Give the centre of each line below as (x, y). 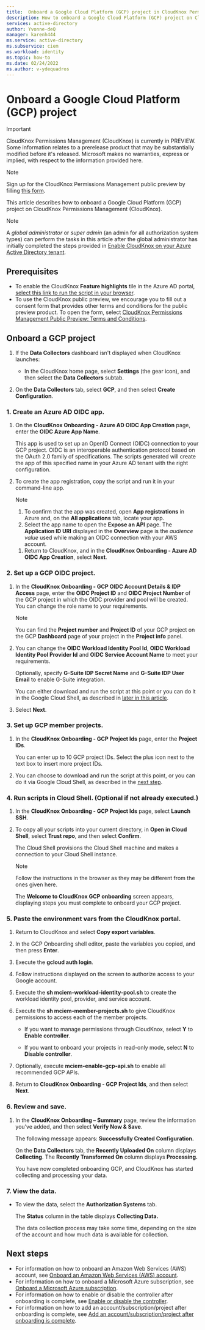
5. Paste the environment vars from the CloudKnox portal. (94, 919)
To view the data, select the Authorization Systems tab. (86, 1205)
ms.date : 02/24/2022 (33, 63)
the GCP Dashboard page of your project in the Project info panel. (99, 636)
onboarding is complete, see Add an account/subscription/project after (104, 1314)
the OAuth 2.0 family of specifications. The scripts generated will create (106, 457)
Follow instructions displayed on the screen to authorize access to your (105, 974)
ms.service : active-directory (45, 40)
